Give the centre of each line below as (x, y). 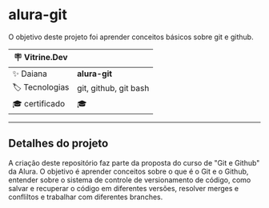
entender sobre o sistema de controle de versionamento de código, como (130, 180)
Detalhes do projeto (58, 144)
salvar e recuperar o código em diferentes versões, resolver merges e (123, 188)
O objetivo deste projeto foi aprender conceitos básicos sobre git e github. (131, 37)
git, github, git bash (113, 88)
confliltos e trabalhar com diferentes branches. (86, 197)
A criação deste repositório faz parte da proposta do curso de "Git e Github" (134, 162)
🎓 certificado (39, 103)
